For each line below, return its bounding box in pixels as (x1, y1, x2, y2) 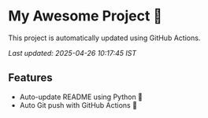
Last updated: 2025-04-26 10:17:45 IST (8, 48, 136, 57)
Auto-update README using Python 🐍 (19, 92, 143, 101)
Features (8, 71, 53, 85)
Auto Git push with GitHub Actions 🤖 (19, 100, 138, 109)
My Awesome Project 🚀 (8, 7, 163, 25)
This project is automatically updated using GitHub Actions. (8, 33, 201, 42)
